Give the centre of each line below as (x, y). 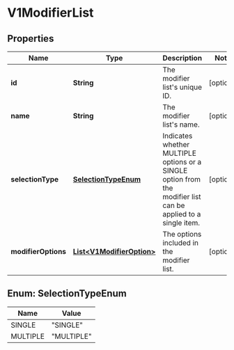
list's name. (181, 125)
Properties (31, 39)
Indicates (178, 136)
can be (174, 205)
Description (182, 58)
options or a (182, 162)
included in (181, 243)
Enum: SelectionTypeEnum (67, 294)
